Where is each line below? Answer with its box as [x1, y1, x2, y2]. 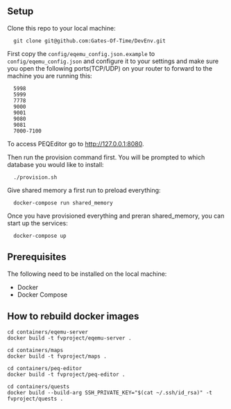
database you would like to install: [7, 160, 104, 168]
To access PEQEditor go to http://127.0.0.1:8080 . [7, 139, 144, 148]
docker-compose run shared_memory [13, 199, 113, 207]
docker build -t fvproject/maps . [7, 353, 108, 360]
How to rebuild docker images [7, 311, 139, 322]
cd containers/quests [7, 383, 70, 390]
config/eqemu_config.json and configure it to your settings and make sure [7, 57, 219, 65]
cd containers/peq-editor [7, 365, 82, 372]
